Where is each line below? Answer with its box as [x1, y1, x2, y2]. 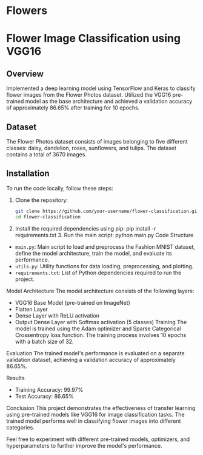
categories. [6, 423, 35, 431]
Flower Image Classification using [6, 32, 181, 46]
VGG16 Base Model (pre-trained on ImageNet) [15, 299, 130, 306]
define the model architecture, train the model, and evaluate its [15, 249, 172, 257]
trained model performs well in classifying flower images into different [6, 417, 181, 425]
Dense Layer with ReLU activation [15, 311, 100, 319]
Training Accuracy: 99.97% [15, 386, 84, 393]
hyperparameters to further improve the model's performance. [6, 442, 162, 449]
